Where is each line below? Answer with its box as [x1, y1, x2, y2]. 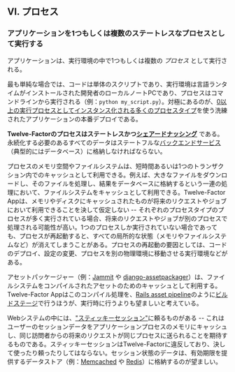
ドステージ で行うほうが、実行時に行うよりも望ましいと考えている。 [7, 299, 203, 307]
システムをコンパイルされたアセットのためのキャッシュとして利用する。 [13, 281, 222, 290]
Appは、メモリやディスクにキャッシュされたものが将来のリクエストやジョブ [7, 197, 227, 205]
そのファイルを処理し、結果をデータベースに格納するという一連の [31, 179, 222, 188]
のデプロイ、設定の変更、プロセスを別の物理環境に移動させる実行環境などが [7, 249, 228, 258]
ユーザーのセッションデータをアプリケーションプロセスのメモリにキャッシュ [7, 322, 228, 331]
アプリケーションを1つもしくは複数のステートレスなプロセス [7, 29, 211, 38]
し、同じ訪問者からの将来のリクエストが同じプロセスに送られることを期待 [7, 331, 222, 339]
